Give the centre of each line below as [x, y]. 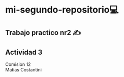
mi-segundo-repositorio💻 [62, 10]
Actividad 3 [24, 52]
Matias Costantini [24, 70]
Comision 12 [18, 64]
